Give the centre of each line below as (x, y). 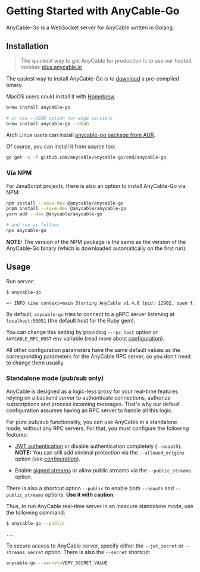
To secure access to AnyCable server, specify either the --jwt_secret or (95, 545)
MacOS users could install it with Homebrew (60, 96)
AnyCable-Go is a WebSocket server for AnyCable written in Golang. (90, 27)
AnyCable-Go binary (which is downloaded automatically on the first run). (97, 248)
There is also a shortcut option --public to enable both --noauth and (90, 488)
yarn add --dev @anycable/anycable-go (54, 214)
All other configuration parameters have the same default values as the (93, 350)
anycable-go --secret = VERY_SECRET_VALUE (57, 563)
